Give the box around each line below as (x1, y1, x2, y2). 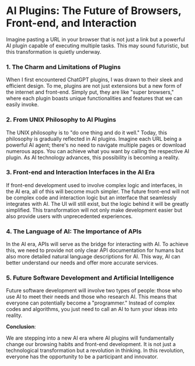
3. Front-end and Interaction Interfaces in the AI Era (6, 168, 155, 177)
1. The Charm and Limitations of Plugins (6, 63, 121, 71)
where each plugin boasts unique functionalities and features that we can (6, 95, 183, 102)
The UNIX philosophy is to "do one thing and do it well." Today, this (6, 129, 168, 136)
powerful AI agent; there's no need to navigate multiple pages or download (6, 141, 186, 149)
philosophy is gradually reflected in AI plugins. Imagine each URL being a (6, 135, 182, 142)
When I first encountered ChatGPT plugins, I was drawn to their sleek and (6, 76, 183, 83)
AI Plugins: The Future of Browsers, (6, 4, 182, 18)
